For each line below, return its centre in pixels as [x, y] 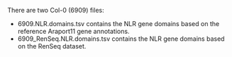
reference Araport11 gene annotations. [73, 31]
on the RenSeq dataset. [52, 46]
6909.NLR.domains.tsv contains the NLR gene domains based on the [118, 24]
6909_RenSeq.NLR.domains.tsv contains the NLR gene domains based [121, 39]
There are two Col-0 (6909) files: [56, 10]
